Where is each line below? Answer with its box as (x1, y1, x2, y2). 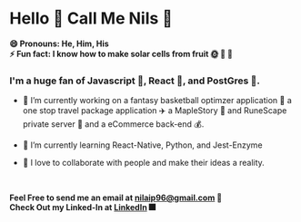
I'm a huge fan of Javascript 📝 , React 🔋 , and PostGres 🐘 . (9, 74, 261, 87)
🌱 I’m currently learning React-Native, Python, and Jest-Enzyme (22, 140, 263, 150)
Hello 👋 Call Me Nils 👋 (9, 8, 173, 29)
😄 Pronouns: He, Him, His (9, 38, 109, 49)
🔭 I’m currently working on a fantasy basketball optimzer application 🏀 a (22, 95, 293, 106)
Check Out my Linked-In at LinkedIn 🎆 (9, 202, 156, 213)
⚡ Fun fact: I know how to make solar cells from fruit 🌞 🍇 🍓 (9, 48, 234, 59)
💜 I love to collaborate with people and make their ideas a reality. (22, 158, 266, 169)
